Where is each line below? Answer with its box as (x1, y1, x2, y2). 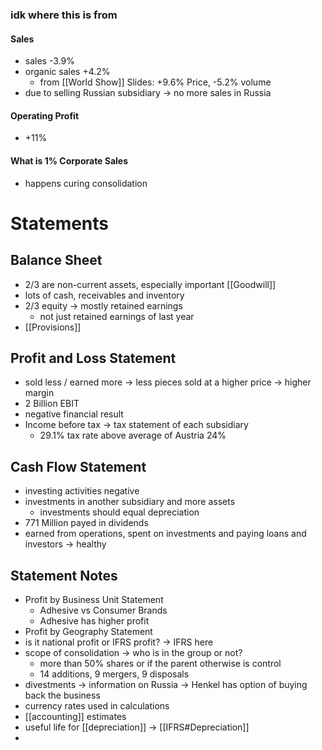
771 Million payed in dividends (24, 517, 149, 529)
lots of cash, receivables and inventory (24, 289, 185, 301)
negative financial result (24, 408, 124, 420)
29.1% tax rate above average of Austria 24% (39, 429, 227, 442)
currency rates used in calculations (24, 699, 170, 712)
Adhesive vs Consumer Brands (39, 604, 168, 616)
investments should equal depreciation (39, 506, 200, 518)
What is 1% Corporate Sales (10, 154, 129, 167)
